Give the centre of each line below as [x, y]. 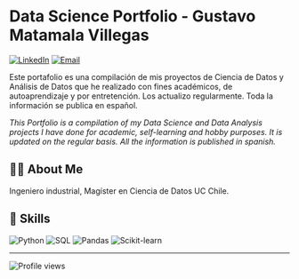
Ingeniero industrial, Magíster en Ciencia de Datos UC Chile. [119, 191]
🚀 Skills [30, 219]
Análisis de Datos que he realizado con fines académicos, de [121, 86]
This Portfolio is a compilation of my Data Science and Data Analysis [136, 123]
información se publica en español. [73, 105]
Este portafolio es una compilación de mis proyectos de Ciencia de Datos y [147, 76]
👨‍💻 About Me [46, 169]
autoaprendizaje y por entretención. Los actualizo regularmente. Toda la [141, 96]
